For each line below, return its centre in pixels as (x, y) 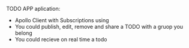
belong (24, 33)
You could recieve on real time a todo (61, 39)
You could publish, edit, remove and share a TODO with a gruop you (99, 27)
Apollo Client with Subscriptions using (62, 20)
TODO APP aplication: (33, 9)
